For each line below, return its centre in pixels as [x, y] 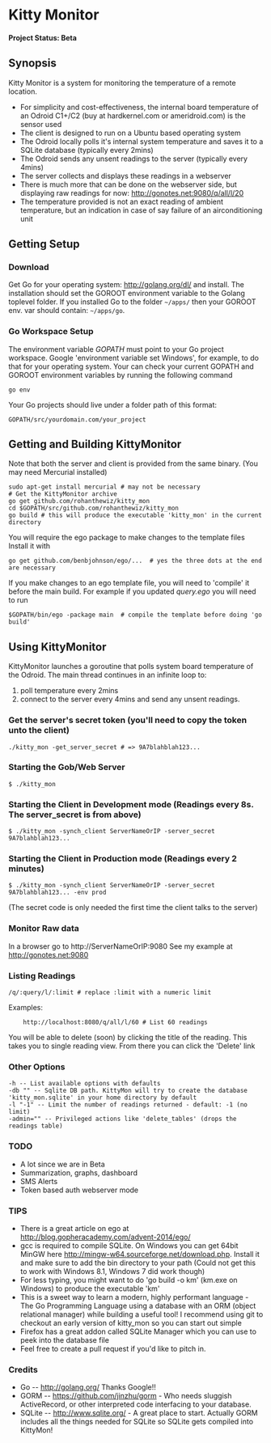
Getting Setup [44, 244]
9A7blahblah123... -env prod [57, 893]
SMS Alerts [39, 1181]
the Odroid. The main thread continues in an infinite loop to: [108, 675]
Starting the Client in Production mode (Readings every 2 [123, 859]
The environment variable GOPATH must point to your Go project [116, 349]
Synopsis [32, 63]
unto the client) [39, 730]
